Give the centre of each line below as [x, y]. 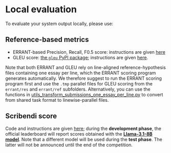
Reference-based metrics [47, 40]
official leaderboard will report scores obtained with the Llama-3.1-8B [79, 134]
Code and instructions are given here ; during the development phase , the [83, 128]
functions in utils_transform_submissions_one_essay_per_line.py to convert [84, 94]
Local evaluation [41, 9]
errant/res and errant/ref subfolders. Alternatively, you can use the [78, 89]
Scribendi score [31, 116]
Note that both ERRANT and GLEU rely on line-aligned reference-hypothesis [86, 67]
